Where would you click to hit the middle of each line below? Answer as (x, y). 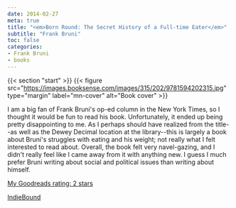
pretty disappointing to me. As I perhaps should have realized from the (111, 124)
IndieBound (24, 197)
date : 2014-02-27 (33, 14)
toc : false (23, 40)
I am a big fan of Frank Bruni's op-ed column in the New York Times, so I (114, 109)
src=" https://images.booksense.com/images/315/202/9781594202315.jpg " (117, 88)
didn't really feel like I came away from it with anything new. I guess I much (117, 154)
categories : (25, 47)
